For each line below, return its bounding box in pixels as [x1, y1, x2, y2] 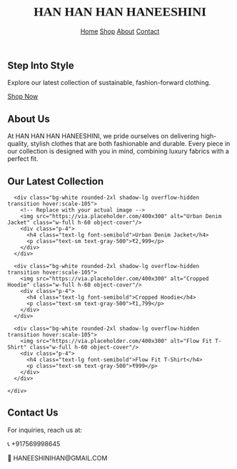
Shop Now [7, 92, 39, 100]
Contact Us [7, 407, 59, 419]
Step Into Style [7, 59, 75, 71]
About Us [7, 113, 50, 125]
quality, [7, 140, 29, 148]
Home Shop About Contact [80, 26, 160, 36]
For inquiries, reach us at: [7, 426, 83, 434]
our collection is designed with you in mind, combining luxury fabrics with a [7, 147, 230, 155]
